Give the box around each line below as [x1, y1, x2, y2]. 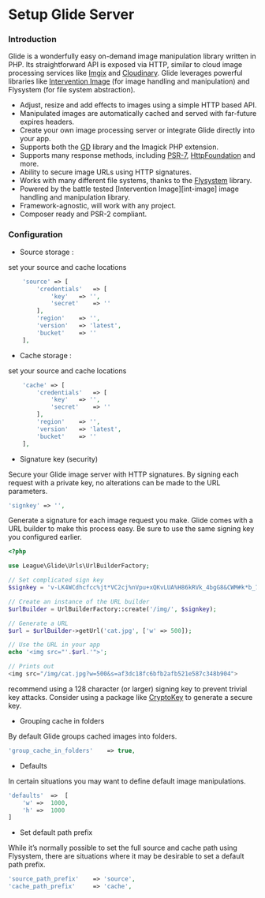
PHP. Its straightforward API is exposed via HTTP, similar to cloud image [8, 60, 243, 69]
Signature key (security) [19, 454, 99, 463]
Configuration [8, 229, 63, 240]
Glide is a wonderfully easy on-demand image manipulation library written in [8, 51, 256, 61]
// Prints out [8, 663, 55, 671]
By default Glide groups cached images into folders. [8, 731, 177, 741]
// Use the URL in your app [8, 641, 101, 649]
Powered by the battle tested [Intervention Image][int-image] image [19, 184, 239, 194]
